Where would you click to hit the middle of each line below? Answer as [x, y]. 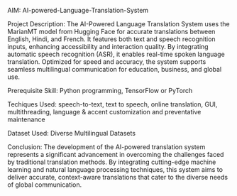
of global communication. [45, 185]
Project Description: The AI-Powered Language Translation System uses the [118, 24]
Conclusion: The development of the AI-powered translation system [106, 147]
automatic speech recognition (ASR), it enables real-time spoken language [116, 54]
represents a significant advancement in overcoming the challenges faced [116, 154]
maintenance [26, 119]
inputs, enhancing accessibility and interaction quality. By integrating [108, 47]
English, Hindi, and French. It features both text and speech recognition [111, 39]
